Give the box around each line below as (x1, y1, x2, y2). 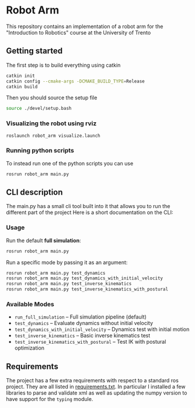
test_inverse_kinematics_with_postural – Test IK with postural (14, 338, 166, 345)
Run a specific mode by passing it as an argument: (6, 258, 128, 266)
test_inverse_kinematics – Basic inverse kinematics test (14, 332, 151, 339)
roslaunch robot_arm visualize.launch (6, 133, 100, 139)
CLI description (6, 187, 63, 197)
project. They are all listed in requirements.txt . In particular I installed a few (6, 383, 186, 390)
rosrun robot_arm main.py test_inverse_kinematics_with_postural (6, 286, 168, 292)
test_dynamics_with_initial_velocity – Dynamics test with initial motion (14, 326, 190, 333)
